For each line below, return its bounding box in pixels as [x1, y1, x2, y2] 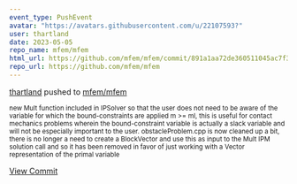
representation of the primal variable [9, 149, 120, 159]
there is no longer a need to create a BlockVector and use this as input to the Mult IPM [9, 134, 270, 143]
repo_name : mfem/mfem [9, 46, 89, 55]
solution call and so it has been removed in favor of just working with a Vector [9, 142, 245, 151]
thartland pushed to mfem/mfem [9, 86, 127, 97]
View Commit [9, 165, 58, 176]
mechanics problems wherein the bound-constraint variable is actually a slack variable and [9, 119, 286, 128]
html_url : [9, 54, 46, 63]
